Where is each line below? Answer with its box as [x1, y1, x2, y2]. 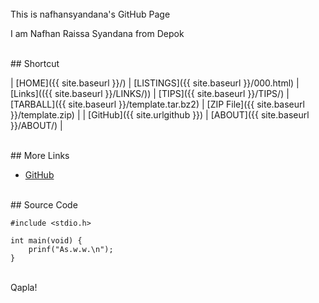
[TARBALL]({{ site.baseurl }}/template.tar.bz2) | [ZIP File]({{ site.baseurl [10, 98, 305, 110]
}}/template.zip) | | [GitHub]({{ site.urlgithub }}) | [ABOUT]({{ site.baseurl [10, 109, 310, 121]
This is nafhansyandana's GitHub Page [10, 8, 171, 20]
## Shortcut [10, 58, 60, 69]
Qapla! [10, 282, 38, 293]
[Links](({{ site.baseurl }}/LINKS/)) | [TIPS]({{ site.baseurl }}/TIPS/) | [10, 88, 290, 99]
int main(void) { [10, 236, 83, 246]
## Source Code [10, 199, 78, 211]
